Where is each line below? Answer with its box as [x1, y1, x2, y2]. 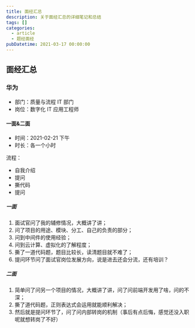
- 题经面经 [11, 36, 35, 42]
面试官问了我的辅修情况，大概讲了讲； [14, 219, 107, 226]
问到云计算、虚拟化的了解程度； [14, 241, 92, 248]
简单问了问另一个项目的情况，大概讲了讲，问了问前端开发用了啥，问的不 [14, 286, 189, 293]
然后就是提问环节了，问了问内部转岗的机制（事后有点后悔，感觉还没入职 [14, 308, 189, 315]
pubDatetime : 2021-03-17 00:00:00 [6, 42, 91, 48]
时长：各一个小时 [14, 142, 56, 149]
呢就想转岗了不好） [14, 316, 61, 323]
